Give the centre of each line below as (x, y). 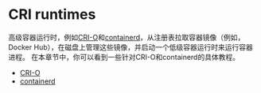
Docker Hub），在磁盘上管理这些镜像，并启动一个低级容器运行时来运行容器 (130, 47)
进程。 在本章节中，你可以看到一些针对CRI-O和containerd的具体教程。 (124, 57)
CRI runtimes (52, 15)
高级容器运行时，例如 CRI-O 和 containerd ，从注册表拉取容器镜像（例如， (127, 37)
